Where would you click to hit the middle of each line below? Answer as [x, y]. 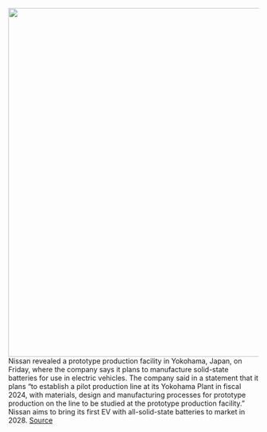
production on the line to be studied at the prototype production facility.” [126, 403]
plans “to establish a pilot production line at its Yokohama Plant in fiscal [125, 386]
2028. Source [31, 420]
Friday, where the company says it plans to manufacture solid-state [118, 369]
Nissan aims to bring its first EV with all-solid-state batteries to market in [127, 412]
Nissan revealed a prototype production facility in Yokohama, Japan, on [125, 361]
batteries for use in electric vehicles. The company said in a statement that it [133, 378]
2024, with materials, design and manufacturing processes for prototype [127, 395]
